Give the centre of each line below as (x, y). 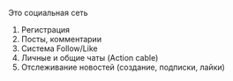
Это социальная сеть (49, 13)
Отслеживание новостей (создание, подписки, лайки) (123, 67)
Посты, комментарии (61, 39)
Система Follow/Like (59, 48)
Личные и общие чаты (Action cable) (90, 58)
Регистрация (45, 29)
